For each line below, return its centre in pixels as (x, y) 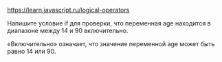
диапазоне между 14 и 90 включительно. (68, 31)
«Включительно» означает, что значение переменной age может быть (111, 44)
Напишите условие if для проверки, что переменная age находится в (109, 23)
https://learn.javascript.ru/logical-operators (68, 10)
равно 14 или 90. (32, 51)
